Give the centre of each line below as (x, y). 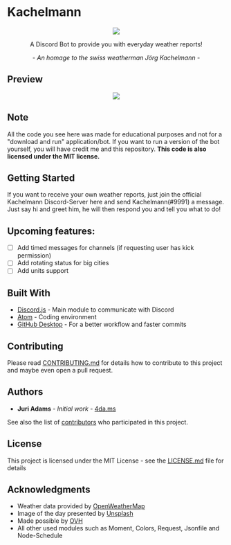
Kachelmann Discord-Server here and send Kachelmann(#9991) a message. (116, 202)
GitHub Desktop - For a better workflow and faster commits (102, 324)
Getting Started (41, 178)
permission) (34, 256)
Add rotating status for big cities (63, 263)
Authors (25, 392)
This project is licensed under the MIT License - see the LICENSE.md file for (115, 461)
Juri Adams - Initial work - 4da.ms (66, 409)
